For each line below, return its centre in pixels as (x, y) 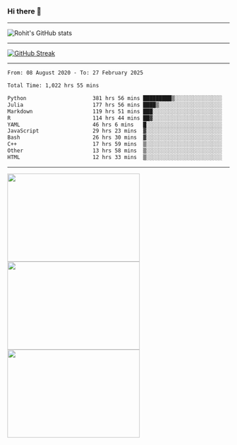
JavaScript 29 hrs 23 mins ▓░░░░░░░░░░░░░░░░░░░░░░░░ (115, 131)
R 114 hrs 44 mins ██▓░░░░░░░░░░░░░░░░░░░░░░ (115, 118)
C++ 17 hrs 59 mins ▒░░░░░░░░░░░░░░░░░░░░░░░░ (115, 144)
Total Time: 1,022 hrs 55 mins (53, 86)
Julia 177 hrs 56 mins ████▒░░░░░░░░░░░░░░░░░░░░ (115, 105)
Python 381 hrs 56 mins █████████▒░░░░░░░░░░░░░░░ (115, 99)
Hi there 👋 (25, 11)
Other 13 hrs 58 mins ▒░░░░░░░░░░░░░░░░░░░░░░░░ (115, 151)
